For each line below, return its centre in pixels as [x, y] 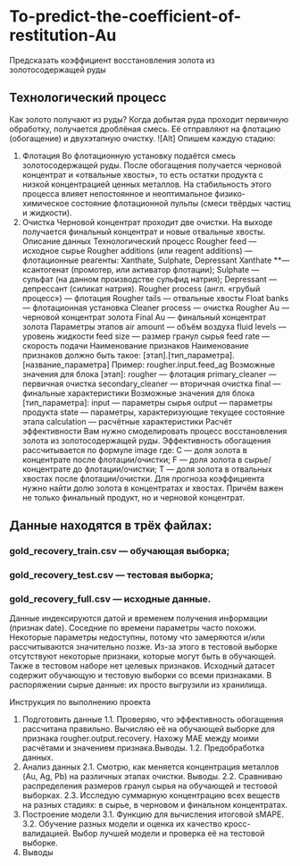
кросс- [238, 824]
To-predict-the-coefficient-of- [125, 17]
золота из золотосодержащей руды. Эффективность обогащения [146, 441]
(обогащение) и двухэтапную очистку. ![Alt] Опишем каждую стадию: [142, 138]
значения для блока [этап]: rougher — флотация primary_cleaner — [149, 374]
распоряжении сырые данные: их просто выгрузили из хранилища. [138, 685]
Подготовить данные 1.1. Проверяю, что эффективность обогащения [153, 719]
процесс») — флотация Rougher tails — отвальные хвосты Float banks [155, 298]
